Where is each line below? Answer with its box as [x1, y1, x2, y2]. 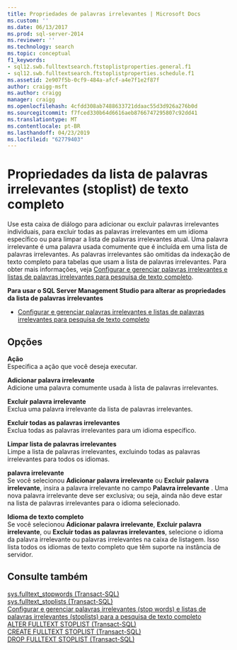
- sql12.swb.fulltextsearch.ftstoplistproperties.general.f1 [7, 63, 192, 70]
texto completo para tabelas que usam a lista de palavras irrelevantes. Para [7, 258, 226, 266]
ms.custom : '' [7, 17, 50, 24]
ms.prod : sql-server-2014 [7, 30, 83, 38]
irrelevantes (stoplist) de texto [7, 182, 189, 197]
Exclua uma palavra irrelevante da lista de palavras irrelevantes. [7, 405, 193, 413]
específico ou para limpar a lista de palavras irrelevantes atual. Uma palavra [7, 235, 229, 243]
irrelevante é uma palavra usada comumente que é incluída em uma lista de [7, 243, 228, 251]
